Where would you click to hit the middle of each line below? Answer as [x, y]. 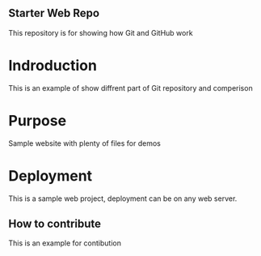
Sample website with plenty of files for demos [85, 143]
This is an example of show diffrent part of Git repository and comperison [130, 87]
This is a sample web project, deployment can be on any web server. [123, 198]
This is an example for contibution [65, 243]
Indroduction [53, 66]
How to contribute [55, 224]
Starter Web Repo [54, 13]
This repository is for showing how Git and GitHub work [101, 32]
